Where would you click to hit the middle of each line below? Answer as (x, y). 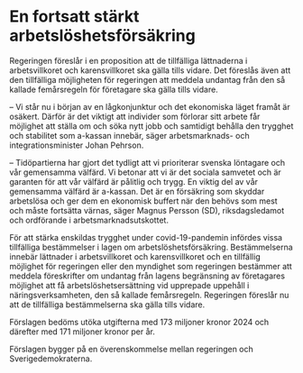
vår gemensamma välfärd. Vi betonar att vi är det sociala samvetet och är (145, 172)
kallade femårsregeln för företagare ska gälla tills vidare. (114, 89)
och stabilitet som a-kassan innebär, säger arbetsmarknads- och (129, 135)
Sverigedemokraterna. (51, 359)
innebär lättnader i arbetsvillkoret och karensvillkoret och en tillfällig (135, 256)
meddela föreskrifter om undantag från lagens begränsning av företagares (147, 276)
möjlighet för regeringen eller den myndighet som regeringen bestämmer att (151, 266)
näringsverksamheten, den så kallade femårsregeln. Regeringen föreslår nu (149, 295)
